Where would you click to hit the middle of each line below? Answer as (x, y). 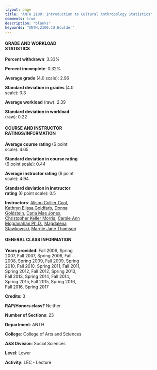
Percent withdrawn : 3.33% (32, 59)
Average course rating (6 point (36, 144)
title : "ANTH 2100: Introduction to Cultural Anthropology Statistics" (79, 14)
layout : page (18, 10)
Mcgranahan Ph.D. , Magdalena (36, 223)
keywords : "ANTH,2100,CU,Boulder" (40, 28)
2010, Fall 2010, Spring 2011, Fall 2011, (43, 266)
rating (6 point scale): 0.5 (31, 193)
